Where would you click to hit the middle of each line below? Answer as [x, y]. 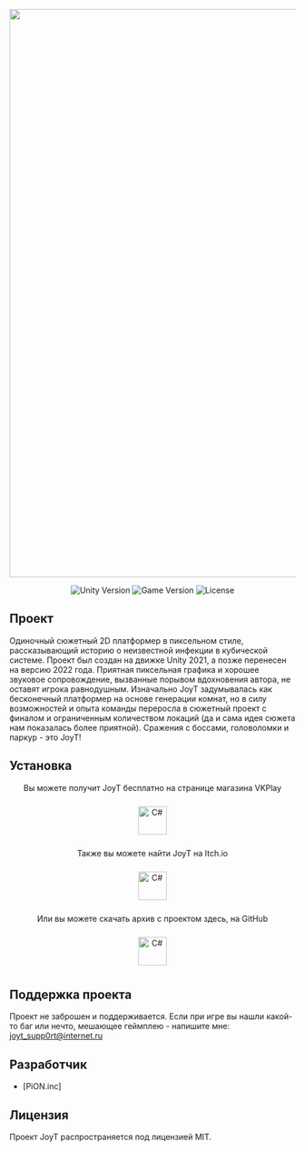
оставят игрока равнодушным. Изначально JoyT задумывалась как [141, 689]
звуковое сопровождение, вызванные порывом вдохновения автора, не [150, 679]
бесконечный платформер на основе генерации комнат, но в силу [138, 698]
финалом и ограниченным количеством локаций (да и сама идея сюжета [152, 717]
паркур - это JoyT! [45, 737]
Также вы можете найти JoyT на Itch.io [152, 853]
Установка [41, 766]
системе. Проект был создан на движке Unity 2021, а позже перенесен [148, 660]
